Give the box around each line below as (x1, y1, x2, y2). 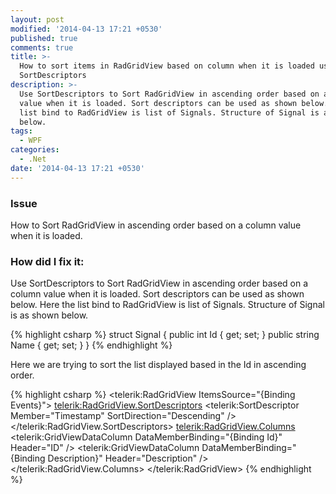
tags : (10, 126, 33, 136)
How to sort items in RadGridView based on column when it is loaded (19, 61, 315, 71)
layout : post (10, 14, 65, 25)
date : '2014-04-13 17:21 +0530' (10, 163, 145, 173)
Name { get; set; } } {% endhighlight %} (10, 339, 173, 351)
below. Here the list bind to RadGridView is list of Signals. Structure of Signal (10, 299, 325, 311)
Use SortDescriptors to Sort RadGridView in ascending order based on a (10, 277, 309, 290)
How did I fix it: (10, 254, 85, 268)
